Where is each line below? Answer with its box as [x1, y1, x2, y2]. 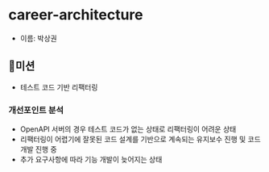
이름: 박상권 [19, 33, 58, 43]
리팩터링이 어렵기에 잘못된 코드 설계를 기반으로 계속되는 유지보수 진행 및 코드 [19, 135, 262, 145]
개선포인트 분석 [8, 104, 64, 115]
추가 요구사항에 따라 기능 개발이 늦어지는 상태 [19, 155, 163, 165]
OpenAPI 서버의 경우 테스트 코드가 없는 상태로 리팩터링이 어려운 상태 [19, 124, 237, 134]
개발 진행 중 [19, 145, 58, 154]
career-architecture [8, 6, 143, 24]
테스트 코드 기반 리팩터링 [19, 82, 98, 92]
